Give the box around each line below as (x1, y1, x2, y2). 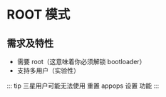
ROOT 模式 (6, 6, 71, 23)
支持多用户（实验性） (16, 66, 80, 75)
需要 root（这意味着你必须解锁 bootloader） (16, 58, 146, 66)
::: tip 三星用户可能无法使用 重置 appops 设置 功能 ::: (6, 81, 160, 90)
